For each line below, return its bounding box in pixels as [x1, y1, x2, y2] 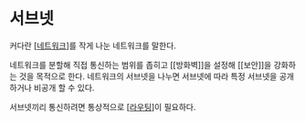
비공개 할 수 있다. [33, 82, 95, 93]
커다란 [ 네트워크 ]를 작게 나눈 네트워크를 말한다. [9, 40, 176, 51]
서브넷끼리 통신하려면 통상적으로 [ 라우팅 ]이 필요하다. [9, 101, 196, 112]
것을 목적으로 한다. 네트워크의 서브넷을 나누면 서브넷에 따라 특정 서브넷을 [18, 70, 278, 82]
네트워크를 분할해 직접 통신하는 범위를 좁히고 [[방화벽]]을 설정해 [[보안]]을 [9, 59, 272, 70]
